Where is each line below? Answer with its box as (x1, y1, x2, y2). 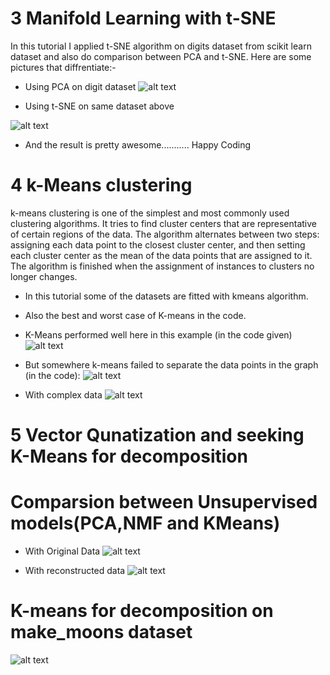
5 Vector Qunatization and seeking (10, 424, 305, 447)
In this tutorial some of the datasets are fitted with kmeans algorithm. (24, 290, 309, 302)
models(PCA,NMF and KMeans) (10, 512, 281, 535)
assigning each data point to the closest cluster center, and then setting (10, 238, 306, 251)
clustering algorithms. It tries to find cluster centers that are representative (10, 217, 318, 229)
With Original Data (24, 545, 101, 557)
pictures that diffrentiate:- (10, 61, 117, 73)
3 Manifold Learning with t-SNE (10, 7, 277, 30)
